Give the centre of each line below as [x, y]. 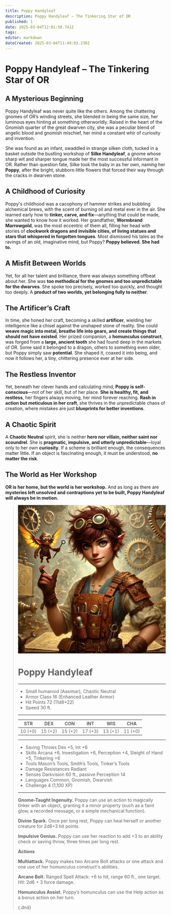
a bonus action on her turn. [46, 898]
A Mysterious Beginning [45, 99]
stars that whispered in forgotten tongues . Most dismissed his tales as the [84, 236]
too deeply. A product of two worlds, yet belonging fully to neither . [77, 292]
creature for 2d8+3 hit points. [49, 827]
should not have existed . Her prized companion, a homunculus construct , [84, 337]
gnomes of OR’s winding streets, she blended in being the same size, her [82, 116]
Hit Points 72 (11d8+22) [50, 702]
